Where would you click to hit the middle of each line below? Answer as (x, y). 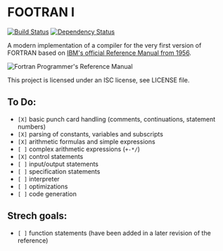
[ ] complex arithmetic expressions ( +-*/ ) (79, 149)
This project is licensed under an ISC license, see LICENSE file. (98, 80)
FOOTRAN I (41, 12)
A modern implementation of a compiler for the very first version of (104, 45)
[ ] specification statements (59, 171)
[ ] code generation (47, 193)
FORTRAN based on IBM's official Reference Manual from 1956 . (100, 53)
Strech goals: (37, 216)
